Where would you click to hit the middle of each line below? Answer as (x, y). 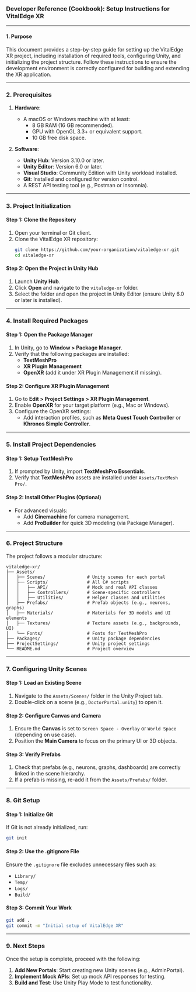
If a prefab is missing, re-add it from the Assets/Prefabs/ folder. (91, 780)
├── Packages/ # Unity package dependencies (83, 639)
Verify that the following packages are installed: (72, 354)
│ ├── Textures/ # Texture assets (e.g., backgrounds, (94, 623)
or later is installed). (38, 300)
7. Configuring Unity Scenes (47, 669)
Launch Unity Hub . (37, 281)
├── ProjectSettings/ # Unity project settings (78, 643)
